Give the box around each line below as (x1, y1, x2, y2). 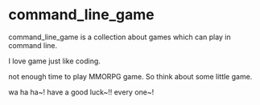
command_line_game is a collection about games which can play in (8, 32, 231, 42)
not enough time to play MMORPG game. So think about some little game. (8, 71, 253, 81)
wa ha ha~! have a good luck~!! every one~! (8, 87, 155, 97)
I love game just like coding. (8, 56, 101, 66)
